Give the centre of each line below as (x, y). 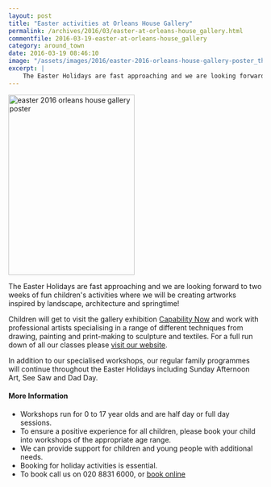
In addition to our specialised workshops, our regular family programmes (129, 360)
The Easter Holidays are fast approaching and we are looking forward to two (135, 286)
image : (19, 61)
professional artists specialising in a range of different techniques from (126, 327)
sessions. (36, 422)
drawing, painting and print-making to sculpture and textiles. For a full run (131, 336)
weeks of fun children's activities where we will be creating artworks (122, 295)
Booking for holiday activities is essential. (89, 465)
